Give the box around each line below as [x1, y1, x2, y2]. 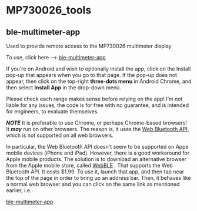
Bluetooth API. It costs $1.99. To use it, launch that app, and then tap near [6, 168, 184, 175]
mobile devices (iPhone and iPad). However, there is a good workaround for [6, 149, 190, 156]
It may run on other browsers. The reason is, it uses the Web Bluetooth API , [6, 126, 189, 132]
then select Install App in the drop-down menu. [6, 84, 122, 91]
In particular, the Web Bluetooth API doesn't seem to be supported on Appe [6, 143, 189, 150]
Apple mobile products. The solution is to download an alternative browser [6, 156, 187, 162]
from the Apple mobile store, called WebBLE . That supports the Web [6, 162, 173, 169]
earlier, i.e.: [6, 187, 34, 194]
